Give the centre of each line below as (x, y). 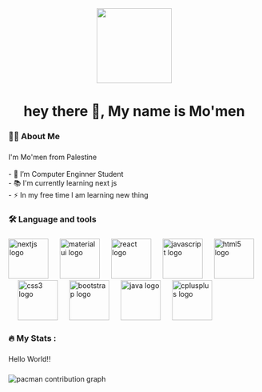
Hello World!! (30, 358)
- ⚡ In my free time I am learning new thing (79, 195)
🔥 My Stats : (32, 338)
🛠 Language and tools (53, 219)
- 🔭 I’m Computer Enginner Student (66, 174)
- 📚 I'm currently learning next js (63, 183)
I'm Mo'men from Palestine (53, 157)
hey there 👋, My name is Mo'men (134, 112)
